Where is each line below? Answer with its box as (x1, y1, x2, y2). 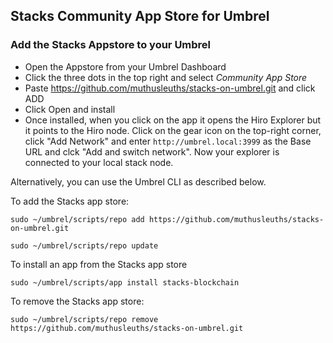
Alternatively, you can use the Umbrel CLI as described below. (10, 175, 267, 188)
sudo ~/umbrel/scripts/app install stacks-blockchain (10, 277, 240, 288)
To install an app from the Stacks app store (10, 258, 188, 270)
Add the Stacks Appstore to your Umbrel (10, 38, 212, 52)
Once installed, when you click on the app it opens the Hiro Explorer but (24, 114, 322, 126)
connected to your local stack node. (24, 156, 174, 168)
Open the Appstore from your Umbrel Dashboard (24, 60, 227, 73)
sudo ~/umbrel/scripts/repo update (10, 240, 159, 251)
